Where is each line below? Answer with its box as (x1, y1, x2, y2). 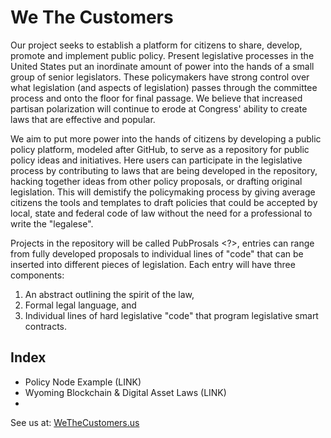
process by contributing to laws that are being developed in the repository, (10, 164, 318, 176)
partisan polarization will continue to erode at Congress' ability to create (10, 102, 308, 115)
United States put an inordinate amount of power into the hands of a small (10, 60, 315, 72)
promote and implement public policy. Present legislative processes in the (10, 49, 315, 61)
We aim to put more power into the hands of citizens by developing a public (10, 132, 322, 145)
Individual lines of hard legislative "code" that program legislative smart (24, 309, 319, 321)
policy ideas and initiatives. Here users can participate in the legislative (10, 154, 303, 166)
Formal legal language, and (24, 299, 137, 311)
